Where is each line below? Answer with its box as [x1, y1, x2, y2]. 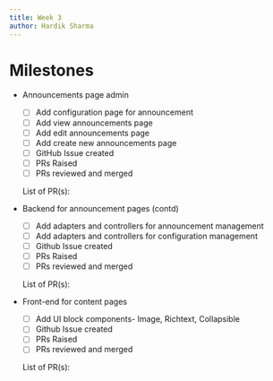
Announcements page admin [21, 90, 130, 100]
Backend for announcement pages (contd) [21, 203, 179, 213]
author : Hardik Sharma [9, 22, 94, 30]
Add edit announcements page [35, 127, 150, 138]
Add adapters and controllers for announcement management [35, 221, 264, 231]
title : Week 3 [9, 13, 63, 22]
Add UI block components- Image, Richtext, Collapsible [35, 314, 240, 325]
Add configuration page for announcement [35, 107, 194, 117]
